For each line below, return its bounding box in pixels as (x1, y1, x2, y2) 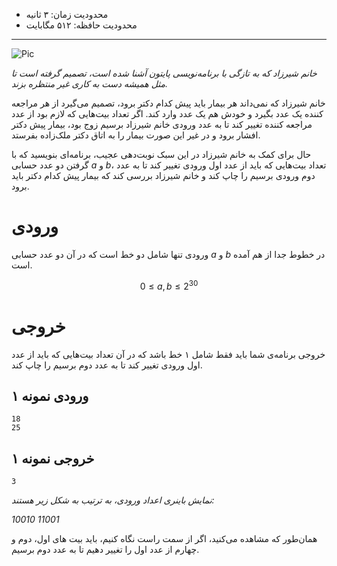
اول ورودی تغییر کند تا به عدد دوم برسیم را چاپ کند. (11, 359, 203, 371)
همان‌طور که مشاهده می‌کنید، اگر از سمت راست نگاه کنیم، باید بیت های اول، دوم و (11, 533, 318, 545)
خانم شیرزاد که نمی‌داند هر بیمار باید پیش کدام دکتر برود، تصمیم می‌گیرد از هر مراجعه (11, 97, 326, 109)
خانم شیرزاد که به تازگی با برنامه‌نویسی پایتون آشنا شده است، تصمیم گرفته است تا (11, 67, 318, 79)
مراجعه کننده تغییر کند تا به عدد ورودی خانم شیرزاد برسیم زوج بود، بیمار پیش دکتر (11, 119, 313, 130)
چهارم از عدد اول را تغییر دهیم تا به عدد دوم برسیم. (11, 544, 200, 556)
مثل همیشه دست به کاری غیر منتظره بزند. (11, 78, 169, 89)
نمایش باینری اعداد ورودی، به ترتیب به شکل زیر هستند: (11, 494, 215, 506)
